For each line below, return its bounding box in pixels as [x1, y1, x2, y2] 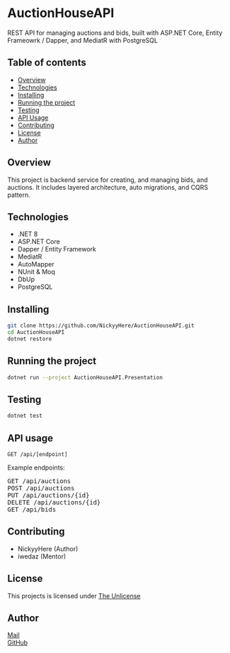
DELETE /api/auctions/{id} [7, 499, 101, 506]
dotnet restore [7, 335, 52, 342]
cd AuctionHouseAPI [7, 329, 65, 336]
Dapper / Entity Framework [17, 245, 97, 254]
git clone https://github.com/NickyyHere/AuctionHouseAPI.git [7, 322, 195, 330]
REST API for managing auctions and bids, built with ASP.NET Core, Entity [7, 28, 223, 37]
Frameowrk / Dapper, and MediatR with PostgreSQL [7, 36, 158, 44]
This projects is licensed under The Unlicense [7, 591, 141, 600]
